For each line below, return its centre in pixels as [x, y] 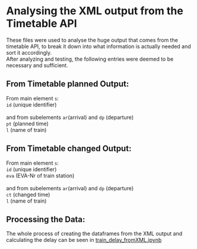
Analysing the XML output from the [95, 11]
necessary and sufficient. [37, 65]
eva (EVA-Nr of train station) [40, 175]
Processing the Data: [46, 219]
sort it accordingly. [29, 52]
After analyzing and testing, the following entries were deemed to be [90, 59]
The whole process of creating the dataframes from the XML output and [94, 234]
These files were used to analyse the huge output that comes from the [92, 40]
